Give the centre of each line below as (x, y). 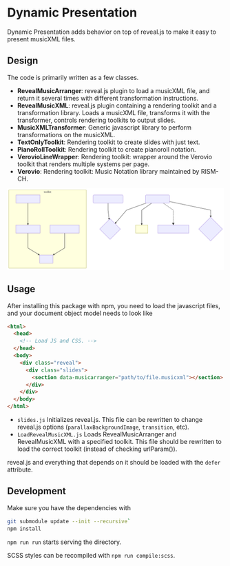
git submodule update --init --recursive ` (69, 521)
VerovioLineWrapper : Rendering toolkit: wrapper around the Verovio (114, 156)
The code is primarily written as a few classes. (73, 77)
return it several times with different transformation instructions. (107, 98)
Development (37, 491)
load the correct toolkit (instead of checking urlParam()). (97, 449)
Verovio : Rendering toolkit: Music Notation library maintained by (108, 171)
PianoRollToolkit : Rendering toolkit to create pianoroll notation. (106, 149)
